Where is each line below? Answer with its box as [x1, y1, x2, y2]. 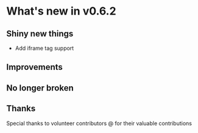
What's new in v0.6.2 [6, 4, 117, 18]
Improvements [6, 62, 63, 72]
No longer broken [6, 83, 74, 93]
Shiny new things [6, 29, 74, 39]
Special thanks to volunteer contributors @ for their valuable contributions [6, 120, 192, 127]
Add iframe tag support [15, 44, 74, 52]
